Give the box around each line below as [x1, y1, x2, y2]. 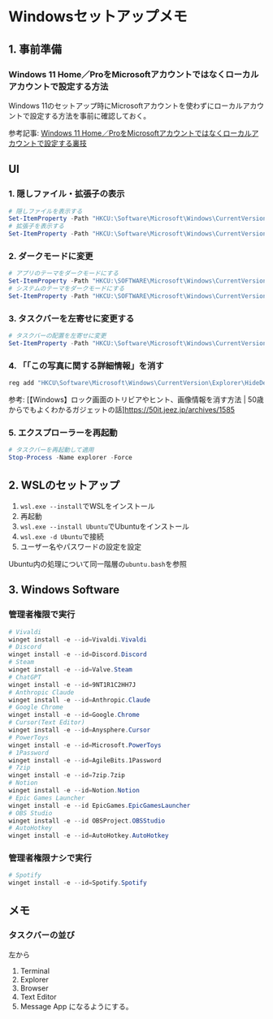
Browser [19, 983, 49, 993]
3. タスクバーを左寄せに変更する [8, 313, 135, 324]
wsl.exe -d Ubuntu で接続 [19, 531, 104, 541]
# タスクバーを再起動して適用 [8, 446, 94, 455]
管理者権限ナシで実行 [8, 853, 92, 864]
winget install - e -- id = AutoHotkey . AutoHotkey [8, 831, 169, 840]
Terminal [19, 965, 50, 975]
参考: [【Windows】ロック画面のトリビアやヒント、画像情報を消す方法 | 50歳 [8, 395, 264, 404]
